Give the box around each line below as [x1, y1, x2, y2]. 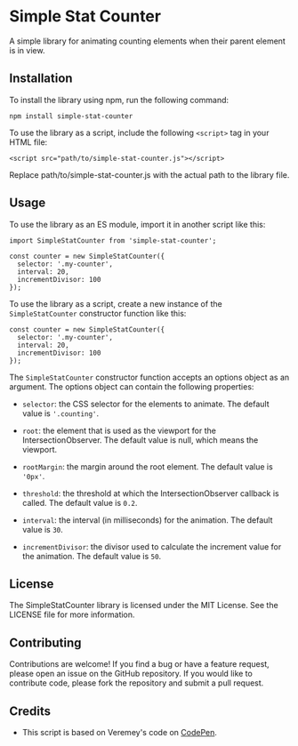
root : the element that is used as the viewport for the [21, 425, 216, 436]
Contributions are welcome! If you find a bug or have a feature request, [9, 659, 270, 670]
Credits [9, 703, 52, 718]
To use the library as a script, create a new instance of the [9, 298, 222, 309]
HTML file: [9, 136, 48, 148]
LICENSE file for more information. [9, 609, 135, 620]
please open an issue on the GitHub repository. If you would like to [9, 669, 254, 679]
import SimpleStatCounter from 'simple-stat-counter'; [9, 236, 217, 245]
